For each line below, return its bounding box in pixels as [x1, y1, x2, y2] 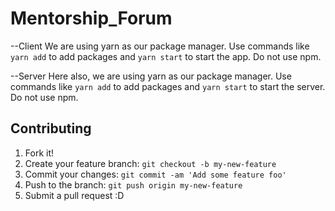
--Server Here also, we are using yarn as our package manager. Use [10, 70, 292, 82]
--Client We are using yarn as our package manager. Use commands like [10, 40, 310, 52]
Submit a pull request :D [24, 189, 125, 201]
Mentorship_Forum [10, 7, 173, 30]
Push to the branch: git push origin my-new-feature [24, 178, 243, 191]
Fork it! [24, 147, 55, 159]
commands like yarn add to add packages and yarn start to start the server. [10, 80, 326, 92]
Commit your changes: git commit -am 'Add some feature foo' [24, 168, 287, 180]
